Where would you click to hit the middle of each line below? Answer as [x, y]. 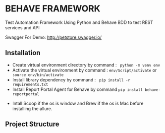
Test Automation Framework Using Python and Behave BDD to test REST [79, 22]
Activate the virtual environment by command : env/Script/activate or [84, 70]
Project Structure [32, 124]
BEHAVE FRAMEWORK [53, 9]
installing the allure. [32, 108]
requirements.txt [30, 84]
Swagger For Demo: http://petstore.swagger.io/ [54, 37]
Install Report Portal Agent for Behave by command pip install [77, 89]
